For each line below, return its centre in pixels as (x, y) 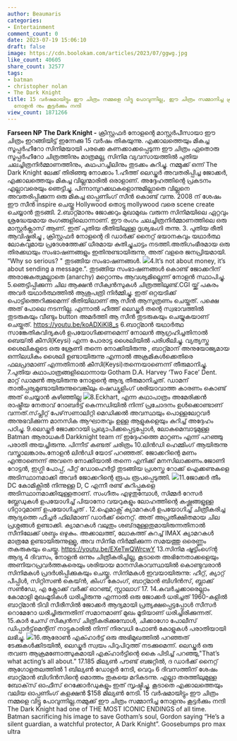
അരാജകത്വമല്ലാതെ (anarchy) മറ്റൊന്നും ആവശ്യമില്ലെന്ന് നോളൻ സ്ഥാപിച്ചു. (116, 276)
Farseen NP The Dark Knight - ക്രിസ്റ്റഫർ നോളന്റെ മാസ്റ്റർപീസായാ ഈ (111, 132)
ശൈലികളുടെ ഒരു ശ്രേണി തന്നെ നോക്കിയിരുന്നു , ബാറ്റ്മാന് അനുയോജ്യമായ (119, 348)
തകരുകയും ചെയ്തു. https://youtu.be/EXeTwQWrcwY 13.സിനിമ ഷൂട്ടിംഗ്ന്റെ (112, 549)
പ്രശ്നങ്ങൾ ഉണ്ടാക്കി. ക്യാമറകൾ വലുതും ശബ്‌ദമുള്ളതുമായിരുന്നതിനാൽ (107, 525)
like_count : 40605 (34, 60)
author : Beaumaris (34, 14)
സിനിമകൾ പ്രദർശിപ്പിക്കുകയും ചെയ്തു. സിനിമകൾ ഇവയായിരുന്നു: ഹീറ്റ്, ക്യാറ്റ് (116, 573)
